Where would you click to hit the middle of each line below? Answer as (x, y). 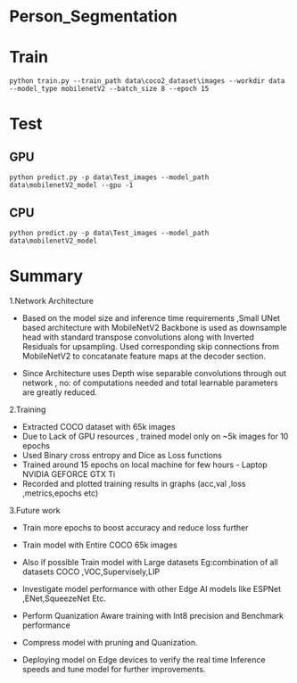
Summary (46, 276)
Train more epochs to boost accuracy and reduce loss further (135, 527)
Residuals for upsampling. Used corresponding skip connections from (150, 346)
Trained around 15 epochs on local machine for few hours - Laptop (144, 465)
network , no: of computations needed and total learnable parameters (150, 383)
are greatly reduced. (60, 392)
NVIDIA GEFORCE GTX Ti (69, 473)
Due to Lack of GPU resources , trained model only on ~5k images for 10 (155, 436)
